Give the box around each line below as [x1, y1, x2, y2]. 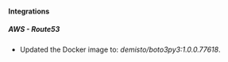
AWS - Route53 [8, 25, 60, 34]
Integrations [8, 6, 50, 16]
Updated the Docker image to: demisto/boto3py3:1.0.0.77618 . [19, 45, 221, 54]
